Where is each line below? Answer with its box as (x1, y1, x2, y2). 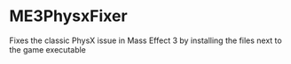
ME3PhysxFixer (9, 6, 128, 26)
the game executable (9, 44, 87, 54)
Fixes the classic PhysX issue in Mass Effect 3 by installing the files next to (9, 35, 282, 46)
